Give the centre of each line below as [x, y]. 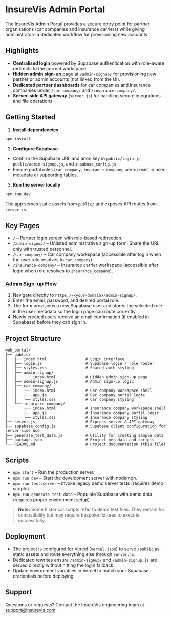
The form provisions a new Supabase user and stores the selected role [87, 306]
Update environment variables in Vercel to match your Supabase [81, 570]
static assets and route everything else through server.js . [74, 554]
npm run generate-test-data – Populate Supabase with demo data [82, 494]
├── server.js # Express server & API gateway [80, 422]
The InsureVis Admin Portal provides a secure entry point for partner [78, 24]
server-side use [23, 431]
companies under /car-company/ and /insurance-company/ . [74, 90]
